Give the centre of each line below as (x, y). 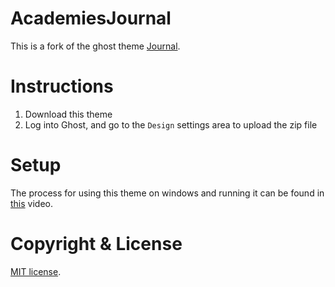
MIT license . (36, 271)
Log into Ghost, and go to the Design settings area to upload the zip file (171, 124)
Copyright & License (96, 244)
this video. (31, 203)
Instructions (62, 86)
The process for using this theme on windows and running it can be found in (167, 193)
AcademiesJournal (91, 18)
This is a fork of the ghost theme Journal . (95, 46)
